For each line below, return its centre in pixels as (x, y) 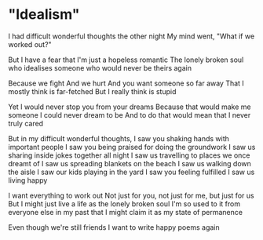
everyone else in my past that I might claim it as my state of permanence (126, 212)
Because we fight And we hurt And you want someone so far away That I (126, 83)
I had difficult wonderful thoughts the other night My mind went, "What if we (131, 36)
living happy (28, 180)
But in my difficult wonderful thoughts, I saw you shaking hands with (119, 138)
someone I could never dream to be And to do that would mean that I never (130, 115)
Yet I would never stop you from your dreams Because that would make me (130, 107)
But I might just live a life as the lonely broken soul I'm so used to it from (124, 204)
